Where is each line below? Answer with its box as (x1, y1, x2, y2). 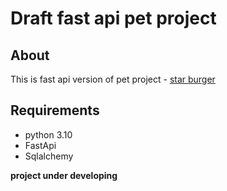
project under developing (10, 169, 118, 181)
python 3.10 (24, 128, 73, 141)
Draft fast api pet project (10, 7, 217, 30)
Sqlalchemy (24, 150, 74, 162)
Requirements (10, 102, 100, 119)
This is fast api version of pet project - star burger (10, 73, 216, 85)
